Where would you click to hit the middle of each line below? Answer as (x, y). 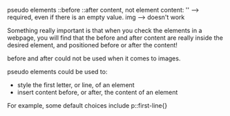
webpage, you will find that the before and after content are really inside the (115, 38)
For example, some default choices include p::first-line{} (87, 105)
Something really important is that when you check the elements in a (105, 31)
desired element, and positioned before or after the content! (93, 45)
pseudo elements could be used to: (57, 72)
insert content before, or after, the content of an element (97, 92)
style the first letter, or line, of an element (76, 85)
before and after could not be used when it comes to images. (94, 58)
